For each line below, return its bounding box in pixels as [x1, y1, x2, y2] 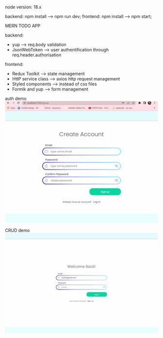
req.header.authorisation [12, 52, 62, 58]
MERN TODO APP [5, 23, 41, 29]
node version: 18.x [5, 4, 42, 10]
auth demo [5, 96, 27, 101]
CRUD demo [5, 227, 30, 233]
